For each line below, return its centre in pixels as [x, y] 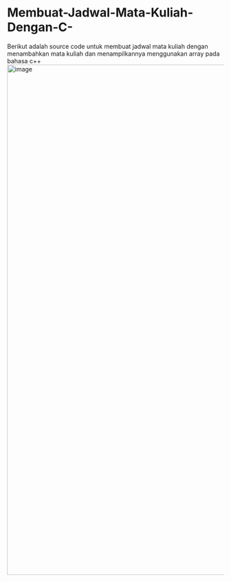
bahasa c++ [24, 61]
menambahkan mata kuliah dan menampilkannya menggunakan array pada [113, 54]
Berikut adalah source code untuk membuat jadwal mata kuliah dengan [108, 46]
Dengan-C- [40, 27]
